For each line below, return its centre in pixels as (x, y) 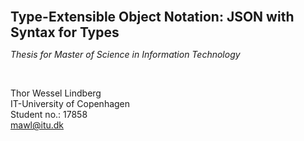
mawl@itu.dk (37, 125)
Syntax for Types (65, 32)
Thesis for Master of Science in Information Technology (125, 54)
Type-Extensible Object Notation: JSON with (152, 17)
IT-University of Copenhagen (70, 103)
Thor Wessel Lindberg (56, 93)
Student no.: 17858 (49, 114)
